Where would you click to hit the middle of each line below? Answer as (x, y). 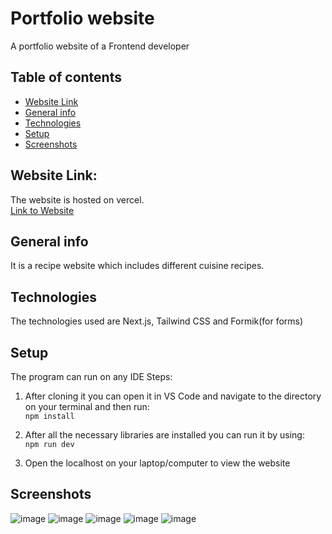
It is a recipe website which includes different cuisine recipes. (137, 266)
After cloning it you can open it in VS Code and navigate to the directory (173, 396)
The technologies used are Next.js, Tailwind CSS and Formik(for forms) (157, 321)
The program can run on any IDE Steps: (91, 376)
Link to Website (42, 210)
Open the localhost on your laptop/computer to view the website (157, 463)
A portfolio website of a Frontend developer (100, 46)
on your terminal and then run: (87, 406)
